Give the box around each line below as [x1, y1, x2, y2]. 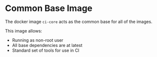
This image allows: [5, 28, 42, 34]
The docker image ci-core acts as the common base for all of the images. [5, 19, 153, 24]
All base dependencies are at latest [12, 42, 83, 48]
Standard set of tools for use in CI [12, 47, 79, 53]
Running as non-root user [12, 37, 63, 43]
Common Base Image [5, 3, 93, 14]
